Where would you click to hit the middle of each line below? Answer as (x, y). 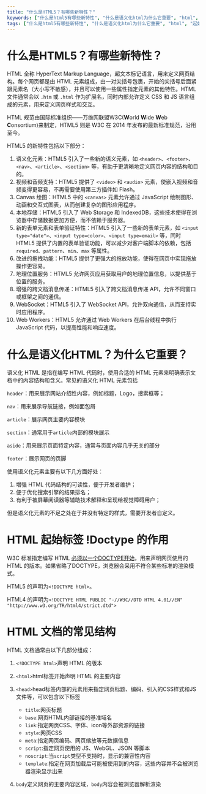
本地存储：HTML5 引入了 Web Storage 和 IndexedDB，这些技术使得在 (104, 213)
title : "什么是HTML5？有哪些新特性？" (51, 12)
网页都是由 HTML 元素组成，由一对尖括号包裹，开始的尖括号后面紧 (112, 82)
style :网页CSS (43, 733)
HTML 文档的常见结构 (61, 632)
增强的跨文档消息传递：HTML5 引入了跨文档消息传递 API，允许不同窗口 (106, 289)
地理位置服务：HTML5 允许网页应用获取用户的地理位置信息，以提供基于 (106, 274)
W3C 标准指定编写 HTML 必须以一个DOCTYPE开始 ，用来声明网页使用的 (97, 558)
